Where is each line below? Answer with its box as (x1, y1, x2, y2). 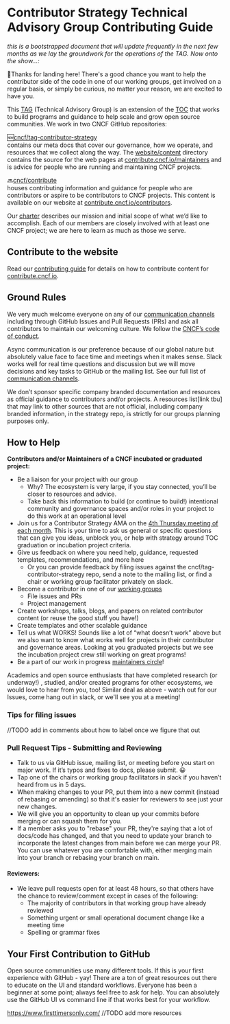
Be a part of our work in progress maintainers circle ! (16, 658, 164, 666)
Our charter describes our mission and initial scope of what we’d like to (7, 212, 207, 220)
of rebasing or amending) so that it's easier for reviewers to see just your (16, 795, 223, 803)
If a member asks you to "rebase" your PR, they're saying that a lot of (16, 824, 213, 832)
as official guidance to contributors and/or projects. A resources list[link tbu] (7, 395, 222, 403)
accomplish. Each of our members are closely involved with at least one (7, 218, 210, 227)
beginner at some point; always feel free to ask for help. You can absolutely (7, 988, 220, 997)
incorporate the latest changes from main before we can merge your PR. (16, 839, 221, 847)
